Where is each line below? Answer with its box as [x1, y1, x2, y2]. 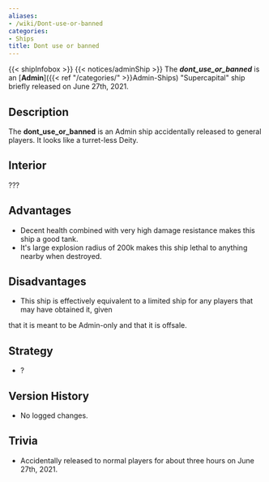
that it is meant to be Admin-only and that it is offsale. [8, 321, 188, 330]
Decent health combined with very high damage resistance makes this [19, 225, 255, 235]
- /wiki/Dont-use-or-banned [8, 19, 104, 28]
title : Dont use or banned [8, 42, 100, 50]
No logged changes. [19, 411, 88, 420]
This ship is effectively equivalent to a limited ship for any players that [19, 296, 254, 306]
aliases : [8, 11, 38, 20]
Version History [8, 389, 89, 402]
